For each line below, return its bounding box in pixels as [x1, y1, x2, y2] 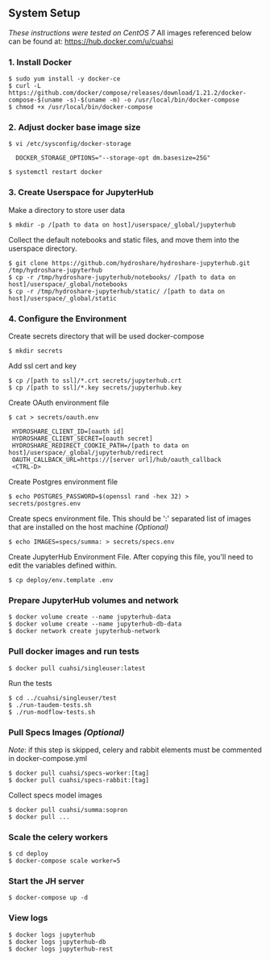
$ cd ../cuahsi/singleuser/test [8, 693, 117, 702]
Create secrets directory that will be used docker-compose [8, 331, 205, 341]
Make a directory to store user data [8, 205, 126, 214]
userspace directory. [8, 243, 77, 253]
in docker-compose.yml [8, 753, 87, 763]
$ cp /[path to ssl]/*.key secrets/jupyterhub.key [8, 384, 182, 392]
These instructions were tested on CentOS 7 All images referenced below [8, 27, 252, 37]
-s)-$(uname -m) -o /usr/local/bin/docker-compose [65, 96, 240, 104]
